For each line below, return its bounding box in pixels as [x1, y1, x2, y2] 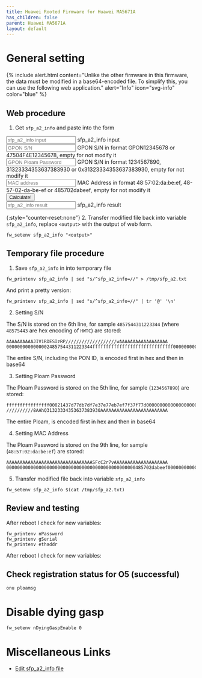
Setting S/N [14, 308, 44, 316]
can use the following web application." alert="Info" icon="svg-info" [6, 84, 176, 92]
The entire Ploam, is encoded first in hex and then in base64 [6, 418, 156, 425]
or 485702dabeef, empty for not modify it [47, 187, 150, 193]
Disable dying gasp [6, 605, 104, 619]
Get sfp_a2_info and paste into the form [14, 124, 115, 131]
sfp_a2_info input [77, 136, 120, 143]
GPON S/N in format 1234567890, [77, 158, 161, 166]
